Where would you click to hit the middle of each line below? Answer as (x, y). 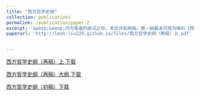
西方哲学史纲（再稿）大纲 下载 (44, 74)
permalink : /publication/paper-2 (48, 23)
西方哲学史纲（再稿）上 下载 (41, 62)
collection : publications (38, 17)
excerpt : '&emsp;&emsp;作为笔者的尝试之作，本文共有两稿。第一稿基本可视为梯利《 (98, 28)
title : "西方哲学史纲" (32, 12)
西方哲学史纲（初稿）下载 (38, 87)
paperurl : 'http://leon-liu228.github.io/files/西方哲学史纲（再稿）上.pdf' (99, 34)
